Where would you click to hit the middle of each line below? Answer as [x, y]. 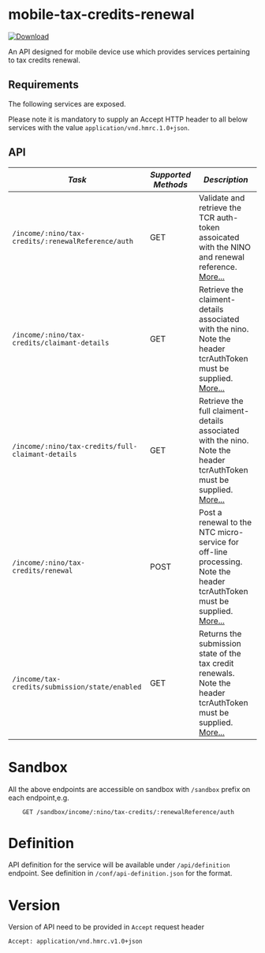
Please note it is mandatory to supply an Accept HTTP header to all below [128, 119]
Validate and [222, 197]
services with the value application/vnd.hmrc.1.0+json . [99, 127]
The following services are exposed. [67, 103]
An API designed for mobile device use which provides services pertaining [129, 51]
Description [226, 179]
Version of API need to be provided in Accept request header [106, 927]
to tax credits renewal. [44, 60]
